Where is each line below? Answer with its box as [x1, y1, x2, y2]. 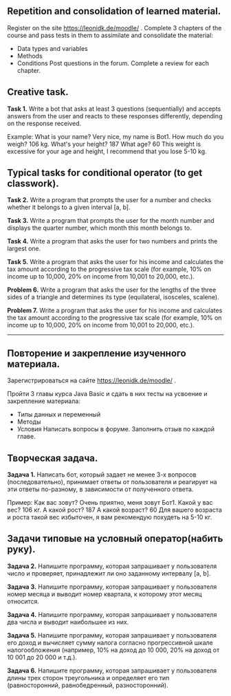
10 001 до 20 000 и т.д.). [7, 653, 78, 661]
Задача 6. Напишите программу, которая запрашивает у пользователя [7, 666, 217, 675]
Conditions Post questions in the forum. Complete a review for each [16, 58, 210, 67]
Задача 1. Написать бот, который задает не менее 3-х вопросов [7, 470, 197, 479]
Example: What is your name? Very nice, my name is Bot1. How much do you [7, 132, 224, 140]
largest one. [7, 244, 41, 253]
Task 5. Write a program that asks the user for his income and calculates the [7, 258, 223, 266]
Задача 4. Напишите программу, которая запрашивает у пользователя [7, 610, 217, 618]
